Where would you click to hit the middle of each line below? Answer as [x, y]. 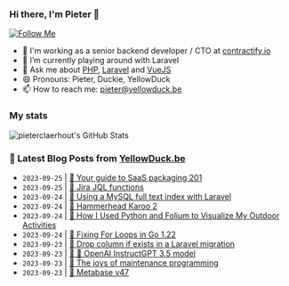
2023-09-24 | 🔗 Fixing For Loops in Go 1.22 [99, 234]
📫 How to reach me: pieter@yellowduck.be [102, 89]
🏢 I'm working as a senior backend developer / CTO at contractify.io [146, 51]
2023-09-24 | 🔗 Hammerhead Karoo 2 [90, 206]
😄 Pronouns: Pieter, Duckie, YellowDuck [96, 79]
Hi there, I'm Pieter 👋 [54, 14]
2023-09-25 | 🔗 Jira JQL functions [83, 187]
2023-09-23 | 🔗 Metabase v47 [76, 272]
